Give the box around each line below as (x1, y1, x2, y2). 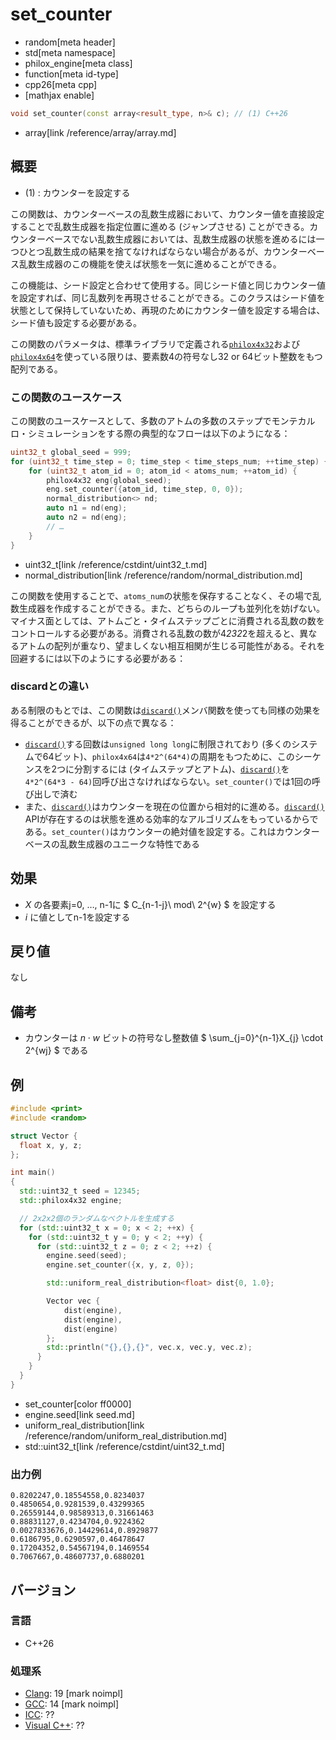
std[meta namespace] (24, 46, 116, 58)
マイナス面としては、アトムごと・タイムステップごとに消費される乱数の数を (10, 614, 325, 627)
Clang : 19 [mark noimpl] (24, 1688, 124, 1700)
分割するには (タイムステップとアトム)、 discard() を (74, 763, 290, 775)
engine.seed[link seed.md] (24, 1408, 136, 1420)
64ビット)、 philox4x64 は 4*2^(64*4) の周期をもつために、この (42, 750, 295, 762)
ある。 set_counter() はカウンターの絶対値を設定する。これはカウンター (24, 825, 320, 837)
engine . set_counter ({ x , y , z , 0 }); (46, 1260, 195, 1270)
